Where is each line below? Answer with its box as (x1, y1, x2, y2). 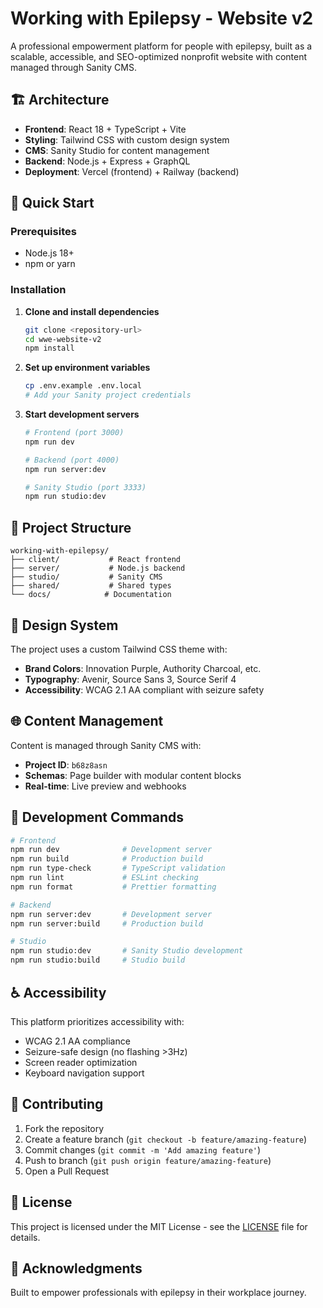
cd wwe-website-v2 (24, 334, 102, 344)
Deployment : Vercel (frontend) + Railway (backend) (24, 165, 240, 177)
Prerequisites (10, 225, 77, 239)
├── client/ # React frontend (10, 555, 182, 565)
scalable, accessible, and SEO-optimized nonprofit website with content (10, 50, 308, 62)
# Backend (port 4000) (24, 455, 120, 465)
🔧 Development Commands (10, 809, 184, 826)
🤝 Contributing (10, 1096, 104, 1113)
